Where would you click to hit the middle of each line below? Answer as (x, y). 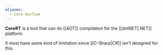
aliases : (14, 10)
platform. (14, 33)
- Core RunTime (25, 14)
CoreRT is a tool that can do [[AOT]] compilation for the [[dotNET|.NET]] (78, 28)
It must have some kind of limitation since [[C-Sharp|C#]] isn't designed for (81, 43)
